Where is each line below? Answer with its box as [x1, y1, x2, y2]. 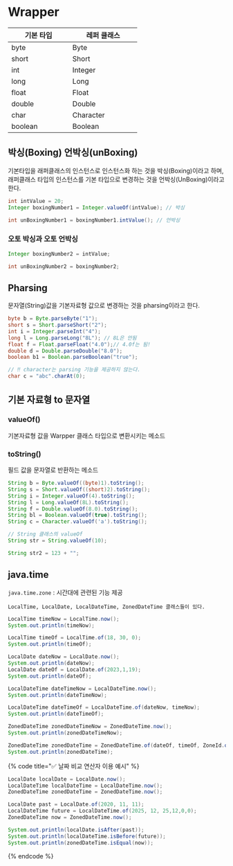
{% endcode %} [8, 851, 54, 860]
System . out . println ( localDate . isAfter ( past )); [8, 826, 145, 833]
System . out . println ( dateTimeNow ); [8, 691, 108, 698]
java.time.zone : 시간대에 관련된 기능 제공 [8, 588, 123, 597]
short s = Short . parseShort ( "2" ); [8, 321, 108, 329]
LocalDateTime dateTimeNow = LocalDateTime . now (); [8, 685, 157, 692]
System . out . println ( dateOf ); [8, 673, 92, 680]
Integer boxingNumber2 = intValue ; [8, 250, 111, 257]
